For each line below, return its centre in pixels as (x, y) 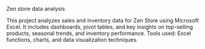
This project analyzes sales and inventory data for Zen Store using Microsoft (102, 20)
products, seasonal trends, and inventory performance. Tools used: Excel (99, 33)
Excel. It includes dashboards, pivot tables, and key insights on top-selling (100, 27)
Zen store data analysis (36, 9)
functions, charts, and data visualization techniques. (72, 40)
